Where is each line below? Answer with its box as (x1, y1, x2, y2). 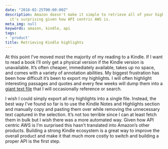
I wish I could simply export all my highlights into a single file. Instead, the (5, 95, 156, 101)
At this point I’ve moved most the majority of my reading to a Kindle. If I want (5, 54, 163, 60)
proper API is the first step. (5, 138, 61, 144)
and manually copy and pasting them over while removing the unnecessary (5, 106, 160, 112)
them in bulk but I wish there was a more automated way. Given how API (5, 116, 154, 123)
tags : (5, 31, 16, 36)
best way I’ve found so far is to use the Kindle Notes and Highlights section (5, 101, 160, 107)
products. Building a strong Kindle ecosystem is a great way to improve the (5, 127, 160, 133)
